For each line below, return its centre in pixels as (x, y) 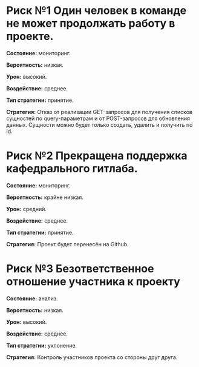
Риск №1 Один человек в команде (96, 11)
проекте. (30, 36)
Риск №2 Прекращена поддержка (97, 156)
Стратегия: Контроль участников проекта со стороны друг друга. (92, 357)
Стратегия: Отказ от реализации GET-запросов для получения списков (99, 112)
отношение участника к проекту (93, 282)
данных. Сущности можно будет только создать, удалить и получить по (99, 124)
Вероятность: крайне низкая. (45, 197)
